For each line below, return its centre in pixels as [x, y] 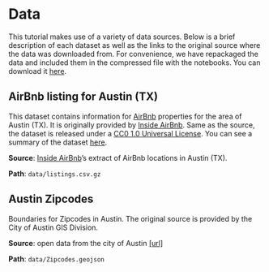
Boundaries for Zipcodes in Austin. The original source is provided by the [130, 218]
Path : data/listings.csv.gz [55, 173]
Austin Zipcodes [51, 199]
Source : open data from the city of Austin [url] [86, 243]
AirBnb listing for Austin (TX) [83, 97]
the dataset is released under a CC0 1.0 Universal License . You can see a [130, 133]
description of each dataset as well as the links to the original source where [134, 45]
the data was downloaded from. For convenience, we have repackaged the [134, 54]
